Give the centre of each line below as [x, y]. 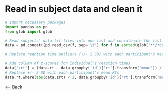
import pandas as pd [27, 27]
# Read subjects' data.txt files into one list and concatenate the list [84, 41]
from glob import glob [29, 32]
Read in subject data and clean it [74, 9]
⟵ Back [14, 87]
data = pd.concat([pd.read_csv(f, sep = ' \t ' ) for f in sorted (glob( [77, 45]
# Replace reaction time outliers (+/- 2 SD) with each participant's [80, 54]
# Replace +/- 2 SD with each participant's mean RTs [62, 72]
